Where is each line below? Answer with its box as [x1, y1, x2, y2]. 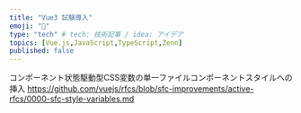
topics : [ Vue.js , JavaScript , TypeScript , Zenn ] [9, 38, 182, 48]
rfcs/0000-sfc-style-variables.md [9, 93, 135, 104]
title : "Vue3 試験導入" [9, 13, 93, 22]
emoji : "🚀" [9, 22, 50, 30]
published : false [9, 47, 75, 56]
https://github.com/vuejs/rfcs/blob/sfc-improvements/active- [26, 83, 254, 94]
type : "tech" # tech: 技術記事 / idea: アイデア [9, 30, 184, 39]
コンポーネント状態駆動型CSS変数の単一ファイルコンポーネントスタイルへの [9, 73, 293, 83]
